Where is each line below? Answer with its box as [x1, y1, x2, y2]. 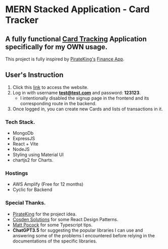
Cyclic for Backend [12, 186, 53, 193]
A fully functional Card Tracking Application [5, 35, 147, 43]
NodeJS [12, 146, 30, 152]
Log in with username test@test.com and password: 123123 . [12, 89, 141, 96]
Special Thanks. [5, 199, 46, 206]
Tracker [5, 14, 39, 26]
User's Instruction [5, 71, 64, 79]
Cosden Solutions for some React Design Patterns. [12, 216, 118, 222]
